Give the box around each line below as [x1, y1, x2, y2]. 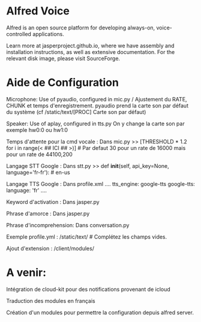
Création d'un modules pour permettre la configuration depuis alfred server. [6, 309, 194, 316]
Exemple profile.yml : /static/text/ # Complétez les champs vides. [6, 233, 167, 240]
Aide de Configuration [6, 76, 119, 89]
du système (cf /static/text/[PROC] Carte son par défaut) [6, 108, 146, 115]
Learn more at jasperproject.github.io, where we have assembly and [6, 42, 175, 49]
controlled [6, 30, 32, 37]
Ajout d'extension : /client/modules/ [6, 245, 95, 252]
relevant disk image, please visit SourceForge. [6, 55, 121, 62]
